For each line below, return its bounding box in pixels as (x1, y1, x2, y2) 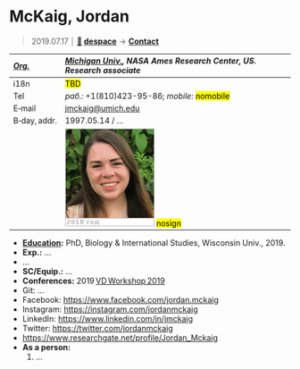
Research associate (64, 65, 141, 76)
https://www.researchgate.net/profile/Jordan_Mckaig (21, 332, 219, 343)
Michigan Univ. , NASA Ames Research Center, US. (64, 55, 257, 66)
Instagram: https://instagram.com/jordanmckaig (21, 304, 198, 314)
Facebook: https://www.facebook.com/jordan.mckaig (21, 295, 219, 306)
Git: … (21, 285, 45, 296)
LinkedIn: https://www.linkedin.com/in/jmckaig (21, 314, 194, 324)
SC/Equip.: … (21, 266, 73, 277)
